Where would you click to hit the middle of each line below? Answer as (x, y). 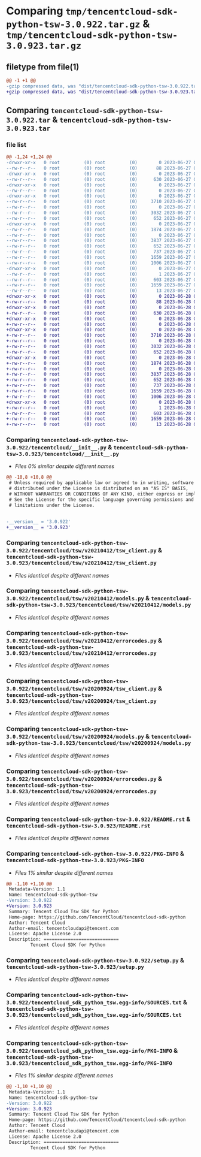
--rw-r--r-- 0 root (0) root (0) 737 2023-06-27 (99, 252)
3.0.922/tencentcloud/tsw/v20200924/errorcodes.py (81, 779)
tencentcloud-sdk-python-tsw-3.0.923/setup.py (75, 967)
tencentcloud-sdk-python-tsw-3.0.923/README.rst (78, 826)
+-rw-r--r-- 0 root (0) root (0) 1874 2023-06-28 (99, 363)
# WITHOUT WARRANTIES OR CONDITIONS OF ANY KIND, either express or (96, 494)
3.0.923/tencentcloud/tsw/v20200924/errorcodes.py (81, 791)
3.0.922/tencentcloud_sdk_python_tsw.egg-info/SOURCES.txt (94, 1003)
